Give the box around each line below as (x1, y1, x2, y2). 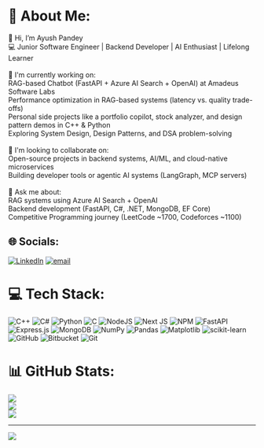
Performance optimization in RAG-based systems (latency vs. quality (8, 94, 231, 105)
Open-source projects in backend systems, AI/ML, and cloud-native (8, 154, 228, 163)
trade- (232, 94, 253, 105)
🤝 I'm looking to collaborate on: (8, 145, 109, 154)
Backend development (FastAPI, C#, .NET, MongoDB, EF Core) (8, 204, 211, 213)
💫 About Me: (8, 7, 91, 25)
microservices (8, 161, 54, 172)
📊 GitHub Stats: (8, 362, 115, 380)
